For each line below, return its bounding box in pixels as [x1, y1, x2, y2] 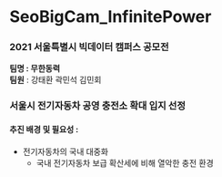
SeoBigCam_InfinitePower [9, 6, 212, 27]
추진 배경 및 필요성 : [9, 124, 79, 134]
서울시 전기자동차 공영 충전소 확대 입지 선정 [9, 99, 187, 112]
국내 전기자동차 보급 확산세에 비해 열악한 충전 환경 [35, 157, 214, 168]
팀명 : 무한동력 [9, 63, 61, 74]
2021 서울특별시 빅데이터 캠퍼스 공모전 [9, 41, 169, 54]
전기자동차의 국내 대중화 [22, 146, 109, 157]
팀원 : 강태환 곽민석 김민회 [9, 75, 102, 86]
